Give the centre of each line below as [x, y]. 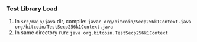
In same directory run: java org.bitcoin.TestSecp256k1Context [91, 33]
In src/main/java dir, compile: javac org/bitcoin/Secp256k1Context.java [103, 22]
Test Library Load [32, 9]
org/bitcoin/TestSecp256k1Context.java [64, 27]
